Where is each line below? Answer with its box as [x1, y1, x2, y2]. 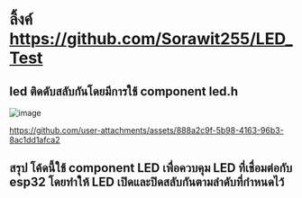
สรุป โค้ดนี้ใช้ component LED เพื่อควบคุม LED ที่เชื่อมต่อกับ [9, 160, 293, 175]
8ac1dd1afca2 [9, 135, 60, 145]
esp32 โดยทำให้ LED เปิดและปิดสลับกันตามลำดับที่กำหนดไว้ [9, 175, 285, 190]
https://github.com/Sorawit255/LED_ [9, 29, 293, 49]
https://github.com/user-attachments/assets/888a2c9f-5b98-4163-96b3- [9, 125, 284, 135]
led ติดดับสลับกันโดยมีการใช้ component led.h [9, 84, 239, 99]
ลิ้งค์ [9, 9, 33, 30]
